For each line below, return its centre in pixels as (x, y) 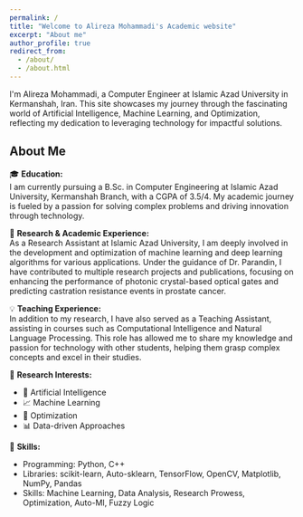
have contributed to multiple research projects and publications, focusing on (151, 272)
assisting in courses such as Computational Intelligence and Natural (136, 328)
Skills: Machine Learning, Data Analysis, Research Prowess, (134, 493)
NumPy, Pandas (52, 483)
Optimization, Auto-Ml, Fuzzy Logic (88, 503)
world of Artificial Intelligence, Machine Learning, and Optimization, (135, 113)
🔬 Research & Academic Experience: (79, 233)
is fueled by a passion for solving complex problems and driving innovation (149, 206)
